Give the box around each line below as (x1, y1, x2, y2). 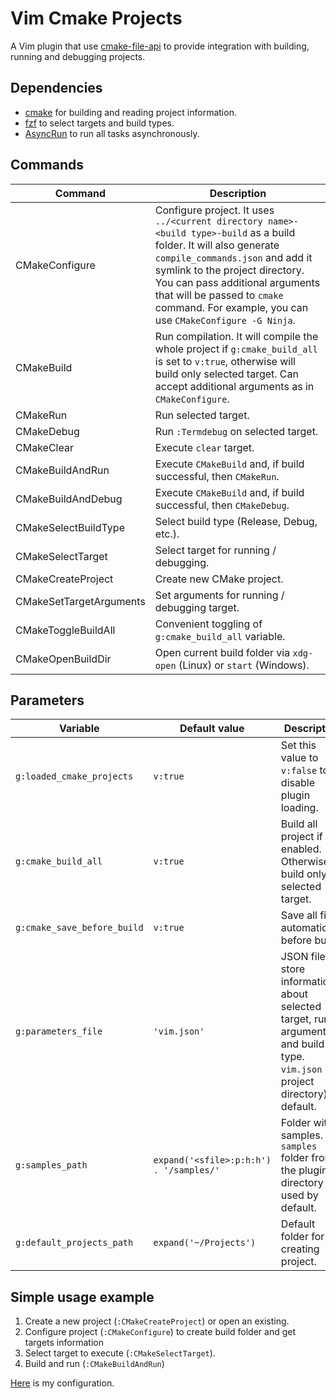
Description (209, 186, 267, 200)
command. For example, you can (154, 300, 309, 314)
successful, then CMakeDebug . (154, 498, 290, 512)
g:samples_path (15, 1160, 88, 1171)
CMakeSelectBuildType (15, 520, 125, 534)
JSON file (280, 950, 326, 964)
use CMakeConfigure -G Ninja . (154, 313, 296, 327)
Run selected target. (154, 408, 250, 422)
